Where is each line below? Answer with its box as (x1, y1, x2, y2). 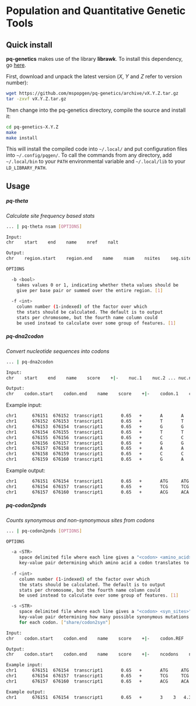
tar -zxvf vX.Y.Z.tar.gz (6, 95, 66, 102)
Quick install (6, 40, 52, 50)
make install (6, 135, 38, 141)
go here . (6, 61, 26, 68)
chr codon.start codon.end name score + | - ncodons (6, 652, 179, 657)
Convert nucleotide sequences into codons (6, 347, 110, 355)
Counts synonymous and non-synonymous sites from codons (6, 516, 155, 523)
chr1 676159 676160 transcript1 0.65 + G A (6, 457, 184, 462)
